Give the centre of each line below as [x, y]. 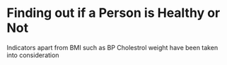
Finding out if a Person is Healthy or [113, 13]
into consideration [33, 55]
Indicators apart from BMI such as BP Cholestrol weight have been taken [112, 47]
